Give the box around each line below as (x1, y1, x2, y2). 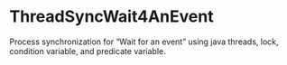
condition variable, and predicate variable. (9, 45, 167, 56)
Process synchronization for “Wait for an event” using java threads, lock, (9, 36, 279, 47)
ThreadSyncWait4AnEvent (9, 6, 214, 27)
